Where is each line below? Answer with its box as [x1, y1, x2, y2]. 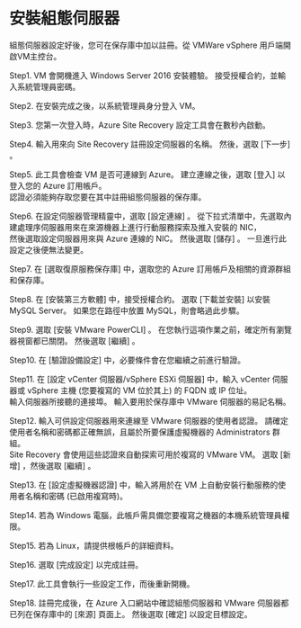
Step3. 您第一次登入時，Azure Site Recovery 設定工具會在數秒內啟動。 [9, 119, 271, 130]
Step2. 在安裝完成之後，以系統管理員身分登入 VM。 [9, 100, 200, 111]
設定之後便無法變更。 [9, 244, 88, 255]
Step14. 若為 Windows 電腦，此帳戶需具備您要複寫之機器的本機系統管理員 [9, 509, 282, 520]
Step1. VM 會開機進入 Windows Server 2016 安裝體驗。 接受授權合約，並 [9, 69, 279, 81]
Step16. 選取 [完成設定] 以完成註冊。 [9, 559, 144, 570]
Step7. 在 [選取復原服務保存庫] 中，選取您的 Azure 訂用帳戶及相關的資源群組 [9, 263, 292, 274]
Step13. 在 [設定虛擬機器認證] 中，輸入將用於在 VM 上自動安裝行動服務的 [9, 479, 279, 490]
